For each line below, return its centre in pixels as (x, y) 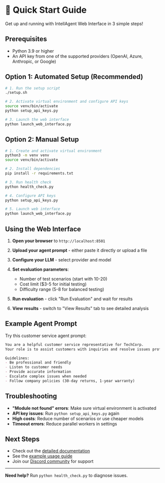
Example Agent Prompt (41, 324)
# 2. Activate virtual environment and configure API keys (67, 102)
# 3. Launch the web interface (37, 119)
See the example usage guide (42, 456)
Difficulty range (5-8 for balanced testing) (62, 289)
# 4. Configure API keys (30, 196)
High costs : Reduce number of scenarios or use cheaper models (78, 418)
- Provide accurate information (38, 372)
